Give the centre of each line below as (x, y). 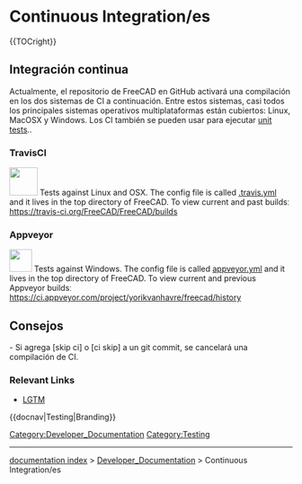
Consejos (37, 326)
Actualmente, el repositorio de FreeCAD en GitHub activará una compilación (150, 91)
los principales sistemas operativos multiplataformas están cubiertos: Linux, (150, 110)
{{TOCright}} (33, 41)
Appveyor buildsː (40, 288)
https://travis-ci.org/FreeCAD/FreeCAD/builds (93, 212)
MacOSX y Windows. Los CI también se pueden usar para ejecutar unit (141, 119)
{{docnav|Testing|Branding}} (63, 417)
